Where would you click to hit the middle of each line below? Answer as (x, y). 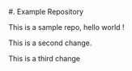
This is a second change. (50, 43)
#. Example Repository (46, 12)
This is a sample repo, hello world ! (66, 27)
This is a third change (45, 58)
